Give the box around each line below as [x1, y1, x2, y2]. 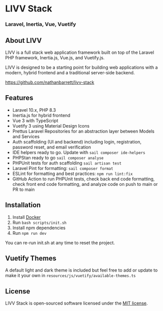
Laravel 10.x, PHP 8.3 [12, 107, 56, 113]
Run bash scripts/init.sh [12, 219, 67, 225]
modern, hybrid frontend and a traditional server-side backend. [5, 69, 135, 75]
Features [5, 94, 33, 102]
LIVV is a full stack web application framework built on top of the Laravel [5, 49, 155, 55]
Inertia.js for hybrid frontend [12, 112, 71, 118]
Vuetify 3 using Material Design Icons [12, 123, 90, 129]
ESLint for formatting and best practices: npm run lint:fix [12, 170, 133, 176]
